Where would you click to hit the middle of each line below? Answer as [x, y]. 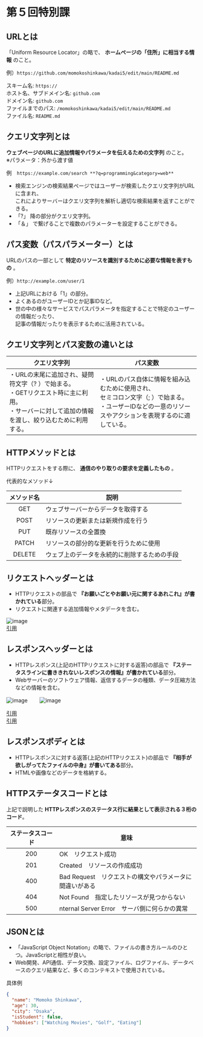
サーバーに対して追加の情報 [55, 411]
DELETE [24, 554]
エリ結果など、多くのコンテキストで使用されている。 [102, 970]
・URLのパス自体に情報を [136, 379]
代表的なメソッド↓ [30, 481]
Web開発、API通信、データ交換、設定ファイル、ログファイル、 [94, 963]
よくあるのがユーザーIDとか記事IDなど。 [65, 301]
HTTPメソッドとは [41, 452]
